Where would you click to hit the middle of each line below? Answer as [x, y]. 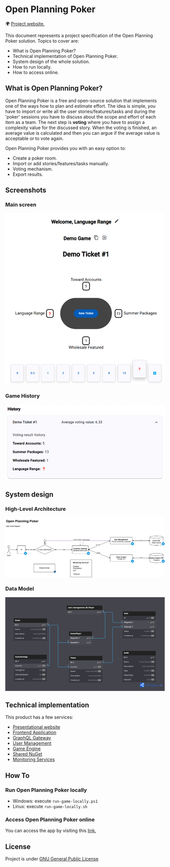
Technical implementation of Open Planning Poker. [65, 56]
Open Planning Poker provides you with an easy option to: [66, 148]
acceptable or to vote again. [35, 138]
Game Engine [27, 749]
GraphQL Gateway [32, 738]
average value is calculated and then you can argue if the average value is [83, 133]
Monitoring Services [34, 760]
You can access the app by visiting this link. [51, 831]
